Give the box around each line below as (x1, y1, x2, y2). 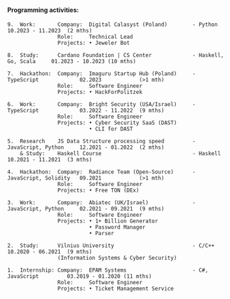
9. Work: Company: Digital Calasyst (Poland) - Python (7, 21, 218, 28)
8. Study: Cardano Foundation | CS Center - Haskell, (7, 52, 224, 59)
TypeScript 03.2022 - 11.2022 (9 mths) (7, 107, 165, 114)
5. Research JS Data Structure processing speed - (7, 138, 196, 145)
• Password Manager (88, 224, 146, 231)
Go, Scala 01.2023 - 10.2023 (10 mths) (7, 58, 137, 65)
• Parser (88, 230, 114, 237)
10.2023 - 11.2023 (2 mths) (7, 27, 93, 34)
